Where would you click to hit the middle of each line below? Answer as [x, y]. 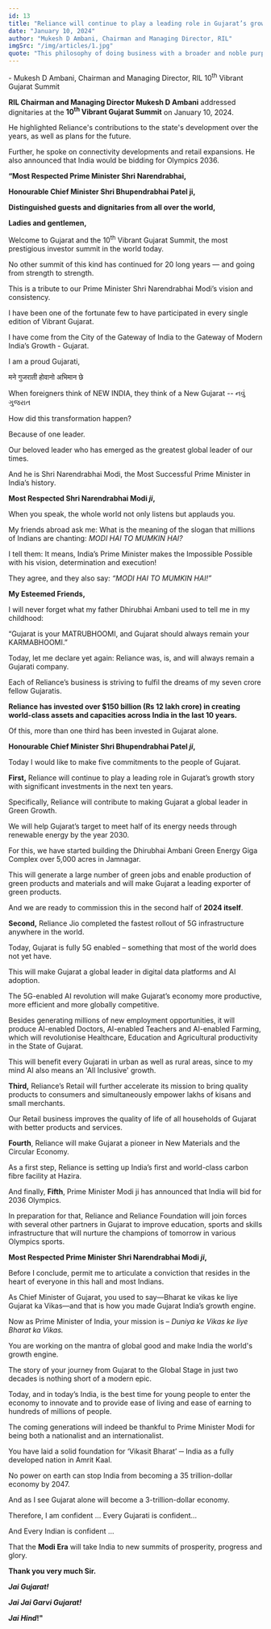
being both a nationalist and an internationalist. [86, 1435]
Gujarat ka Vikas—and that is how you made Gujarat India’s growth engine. [132, 1306]
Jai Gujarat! [29, 1586]
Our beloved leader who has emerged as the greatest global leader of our [131, 449]
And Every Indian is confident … [61, 1531]
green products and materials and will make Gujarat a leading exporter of [130, 883]
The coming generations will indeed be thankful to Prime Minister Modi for [132, 1427]
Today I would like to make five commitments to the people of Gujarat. [125, 762]
